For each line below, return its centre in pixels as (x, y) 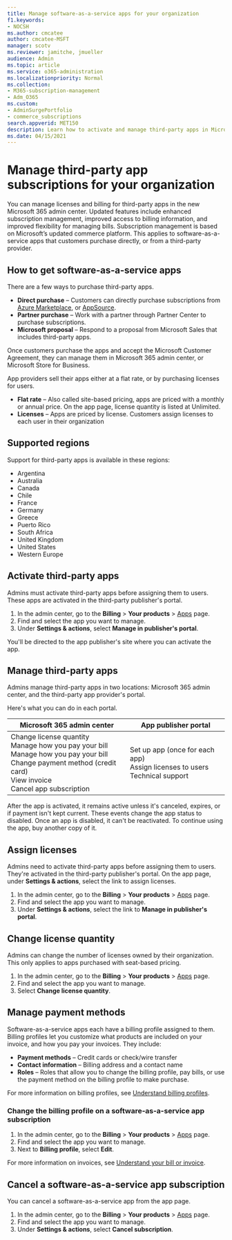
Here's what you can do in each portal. (62, 708)
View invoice (31, 780)
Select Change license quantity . (64, 991)
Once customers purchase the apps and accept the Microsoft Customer (109, 350)
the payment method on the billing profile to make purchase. (103, 1079)
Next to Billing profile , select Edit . (65, 1149)
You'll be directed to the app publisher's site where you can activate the (109, 641)
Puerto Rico (34, 524)
